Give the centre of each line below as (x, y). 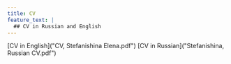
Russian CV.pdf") (32, 53)
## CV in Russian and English (57, 26)
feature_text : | (31, 20)
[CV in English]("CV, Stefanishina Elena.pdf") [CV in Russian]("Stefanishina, (116, 46)
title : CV (22, 13)
